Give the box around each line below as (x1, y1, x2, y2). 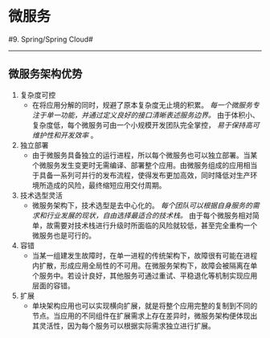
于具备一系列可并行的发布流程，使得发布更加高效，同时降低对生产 (31, 170, 251, 180)
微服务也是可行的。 (31, 230, 96, 240)
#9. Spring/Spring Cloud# (8, 34, 94, 44)
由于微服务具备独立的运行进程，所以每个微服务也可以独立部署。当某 (31, 150, 258, 160)
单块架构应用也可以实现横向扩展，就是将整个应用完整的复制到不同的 (31, 300, 258, 310)
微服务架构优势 (8, 67, 83, 81)
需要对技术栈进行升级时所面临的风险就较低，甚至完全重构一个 (53, 220, 258, 230)
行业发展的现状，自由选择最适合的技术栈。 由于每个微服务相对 (46, 210, 253, 220)
